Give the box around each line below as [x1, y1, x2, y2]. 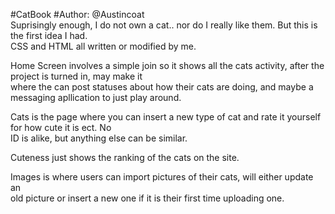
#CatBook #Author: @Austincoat [10, 9, 145, 20]
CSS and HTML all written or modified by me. [10, 40, 197, 52]
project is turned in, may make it [10, 70, 143, 82]
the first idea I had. [10, 30, 88, 41]
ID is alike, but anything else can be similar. [10, 132, 188, 144]
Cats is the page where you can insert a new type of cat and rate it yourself [10, 111, 322, 123]
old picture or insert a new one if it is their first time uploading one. [10, 192, 285, 204]
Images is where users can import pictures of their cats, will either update [10, 171, 314, 183]
